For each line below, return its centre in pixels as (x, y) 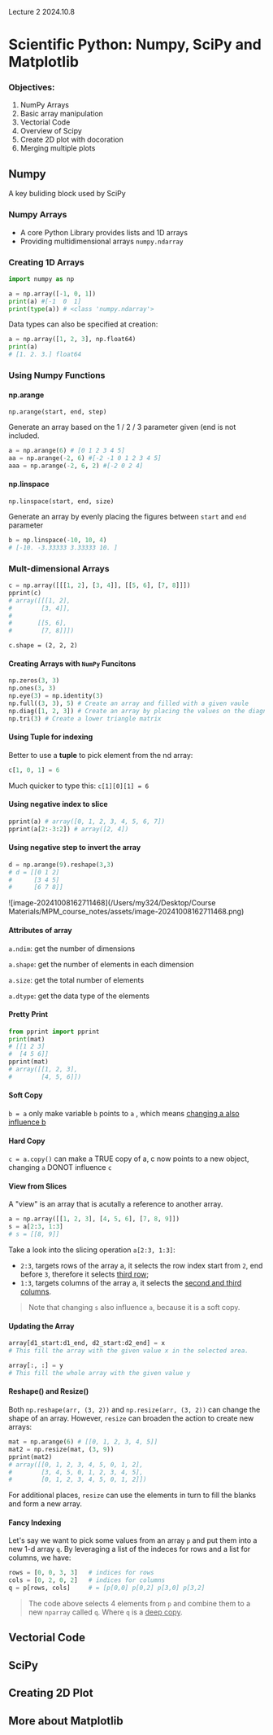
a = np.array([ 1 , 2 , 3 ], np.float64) (72, 340)
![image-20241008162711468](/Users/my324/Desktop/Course (112, 903)
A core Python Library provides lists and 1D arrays (104, 232)
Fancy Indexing (35, 1523)
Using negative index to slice (58, 804)
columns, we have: (40, 1558)
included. (24, 436)
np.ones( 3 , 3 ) (32, 688)
